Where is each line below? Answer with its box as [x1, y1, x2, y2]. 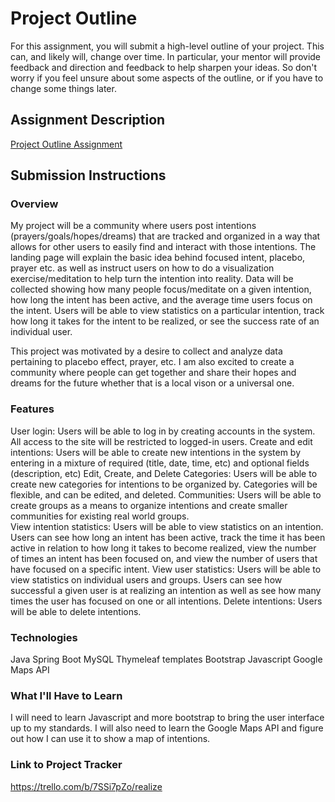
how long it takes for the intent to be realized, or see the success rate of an [10, 315, 320, 327]
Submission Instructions [10, 167, 167, 184]
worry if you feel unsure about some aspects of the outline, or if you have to [10, 72, 324, 84]
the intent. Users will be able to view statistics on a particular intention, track [10, 305, 325, 317]
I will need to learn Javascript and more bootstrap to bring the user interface [10, 712, 325, 724]
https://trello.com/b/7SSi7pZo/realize [10, 780, 163, 792]
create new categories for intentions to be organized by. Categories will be [10, 478, 318, 490]
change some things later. [10, 82, 117, 94]
